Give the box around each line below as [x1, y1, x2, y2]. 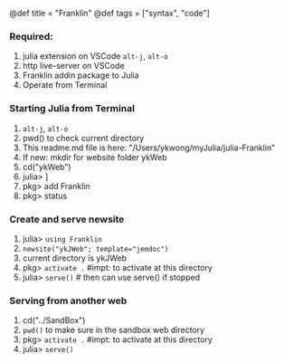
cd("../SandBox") [22, 315, 86, 326]
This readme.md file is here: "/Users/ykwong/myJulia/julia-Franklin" [22, 142, 276, 153]
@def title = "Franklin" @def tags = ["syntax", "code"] [9, 8, 211, 18]
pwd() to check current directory [22, 132, 145, 143]
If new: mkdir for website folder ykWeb [22, 151, 167, 162]
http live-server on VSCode [22, 61, 125, 72]
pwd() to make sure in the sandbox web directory [22, 325, 205, 336]
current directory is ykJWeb [22, 253, 127, 263]
